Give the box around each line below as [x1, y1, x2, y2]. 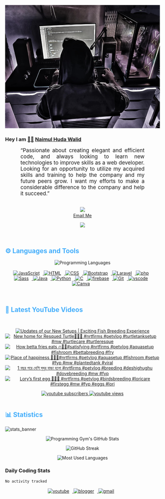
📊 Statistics [5, 411, 43, 419]
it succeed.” [20, 190, 50, 197]
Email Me [73, 213, 92, 219]
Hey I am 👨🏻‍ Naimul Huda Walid [5, 135, 82, 142]
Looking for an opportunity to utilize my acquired [20, 166, 145, 172]
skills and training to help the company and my [20, 172, 145, 179]
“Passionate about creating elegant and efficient [20, 147, 145, 154]
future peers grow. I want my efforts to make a [20, 178, 145, 185]
